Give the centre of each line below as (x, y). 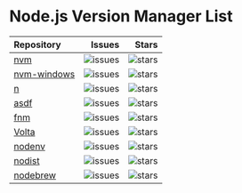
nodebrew (35, 175)
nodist (27, 160)
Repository (37, 44)
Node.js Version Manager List (121, 16)
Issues (105, 44)
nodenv (30, 146)
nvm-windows (44, 74)
